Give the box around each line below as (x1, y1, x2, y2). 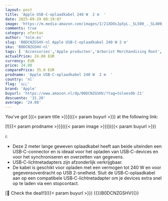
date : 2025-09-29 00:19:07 (5, 16, 61, 21)
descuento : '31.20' (5, 95, 46, 100)
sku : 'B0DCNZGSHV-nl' (5, 44, 50, 49)
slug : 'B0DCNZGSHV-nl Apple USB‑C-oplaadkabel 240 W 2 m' (5, 40, 128, 45)
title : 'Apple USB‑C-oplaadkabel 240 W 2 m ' (5, 12, 106, 17)
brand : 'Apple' (5, 86, 37, 91)
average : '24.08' (5, 100, 41, 105)
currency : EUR (5, 58, 35, 63)
